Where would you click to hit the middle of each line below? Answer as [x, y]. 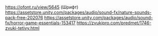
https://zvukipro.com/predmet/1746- [114, 23]
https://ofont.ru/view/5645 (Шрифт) [42, 7]
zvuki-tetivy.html [22, 28]
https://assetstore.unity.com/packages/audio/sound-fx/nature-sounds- [79, 12]
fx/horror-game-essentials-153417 [40, 23]
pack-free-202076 [24, 18]
